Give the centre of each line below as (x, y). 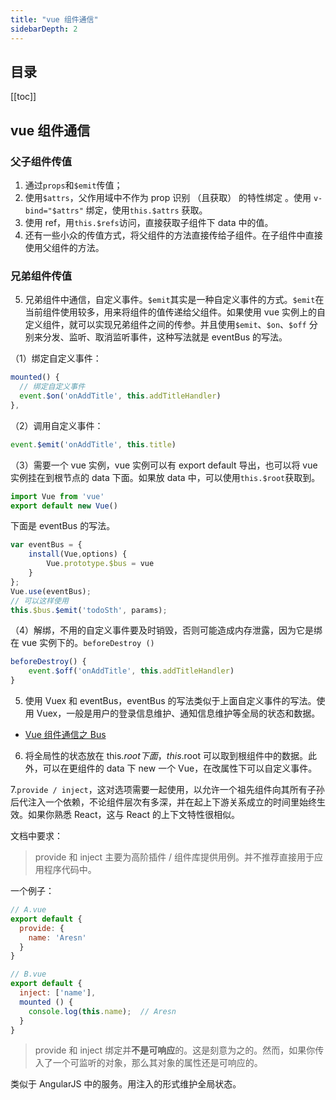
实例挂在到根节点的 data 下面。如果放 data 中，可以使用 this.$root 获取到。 (165, 477)
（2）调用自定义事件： (57, 425)
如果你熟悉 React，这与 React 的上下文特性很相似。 (133, 815)
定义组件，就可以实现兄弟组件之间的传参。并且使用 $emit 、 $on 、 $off (165, 325)
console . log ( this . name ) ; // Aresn (102, 1011)
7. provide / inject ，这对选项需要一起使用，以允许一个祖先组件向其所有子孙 (167, 790)
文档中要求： (36, 836)
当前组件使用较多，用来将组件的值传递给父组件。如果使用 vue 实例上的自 (175, 312)
